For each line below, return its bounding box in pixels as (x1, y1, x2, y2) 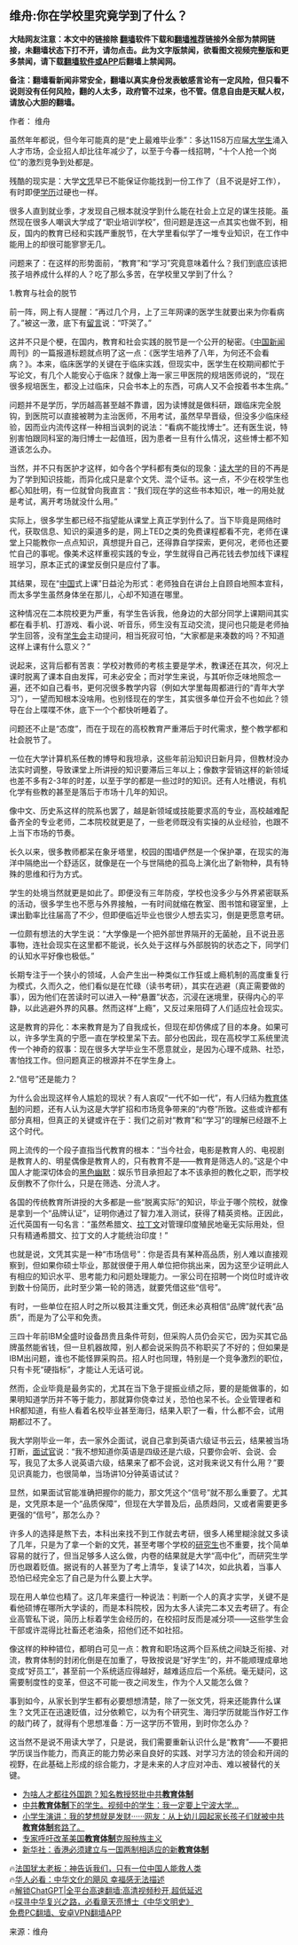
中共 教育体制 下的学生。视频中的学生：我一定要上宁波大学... (21, 1800, 239, 1810)
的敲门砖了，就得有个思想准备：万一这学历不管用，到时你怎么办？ (9, 1717, 250, 1728)
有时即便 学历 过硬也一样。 (9, 186, 103, 197)
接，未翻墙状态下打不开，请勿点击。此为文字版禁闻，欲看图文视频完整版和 (9, 44, 281, 55)
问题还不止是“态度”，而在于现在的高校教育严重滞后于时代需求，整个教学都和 (9, 723, 288, 733)
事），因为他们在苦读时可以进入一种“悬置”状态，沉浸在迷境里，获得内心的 (9, 992, 277, 1002)
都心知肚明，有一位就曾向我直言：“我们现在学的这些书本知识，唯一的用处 (9, 484, 278, 495)
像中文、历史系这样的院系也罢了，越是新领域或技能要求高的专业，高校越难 (9, 805, 281, 816)
